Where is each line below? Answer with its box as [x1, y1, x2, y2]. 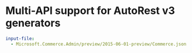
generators [5, 16, 61, 30]
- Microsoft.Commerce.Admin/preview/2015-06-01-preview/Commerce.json [11, 41, 187, 47]
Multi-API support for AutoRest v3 [5, 4, 175, 17]
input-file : [5, 36, 35, 41]
